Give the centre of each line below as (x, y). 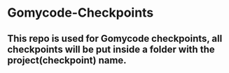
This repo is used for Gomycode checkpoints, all (115, 39)
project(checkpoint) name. (67, 60)
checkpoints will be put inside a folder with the (111, 49)
